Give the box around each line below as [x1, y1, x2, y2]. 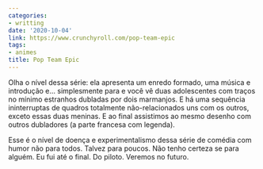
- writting [8, 19, 44, 27]
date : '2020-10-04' [8, 26, 73, 34]
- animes [8, 48, 37, 56]
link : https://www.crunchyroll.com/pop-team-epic [8, 33, 176, 42]
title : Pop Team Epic [8, 56, 80, 64]
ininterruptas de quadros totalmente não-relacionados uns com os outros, [8, 102, 250, 112]
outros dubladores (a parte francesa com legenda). [8, 120, 176, 129]
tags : [8, 41, 26, 49]
